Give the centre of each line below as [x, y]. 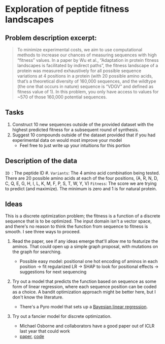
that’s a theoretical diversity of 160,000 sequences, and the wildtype [87, 81]
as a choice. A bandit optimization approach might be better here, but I [84, 292]
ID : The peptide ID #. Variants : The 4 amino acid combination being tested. [82, 173]
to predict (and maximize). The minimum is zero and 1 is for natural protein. [81, 188]
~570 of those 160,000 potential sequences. [62, 97]
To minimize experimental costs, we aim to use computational [80, 50]
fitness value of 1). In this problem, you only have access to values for [88, 92]
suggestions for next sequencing [53, 272]
